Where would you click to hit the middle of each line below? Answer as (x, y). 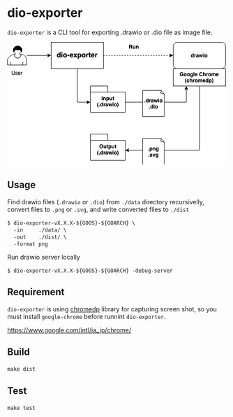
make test (22, 408)
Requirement (36, 292)
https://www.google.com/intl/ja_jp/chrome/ (69, 330)
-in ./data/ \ (40, 230)
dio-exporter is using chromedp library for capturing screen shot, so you (112, 309)
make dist (22, 369)
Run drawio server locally (44, 257)
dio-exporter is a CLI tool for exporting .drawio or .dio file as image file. (110, 32)
